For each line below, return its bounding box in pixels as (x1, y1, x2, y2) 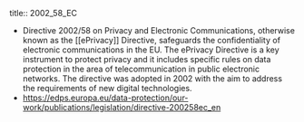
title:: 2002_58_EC (9, 8, 78, 18)
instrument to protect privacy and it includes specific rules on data (22, 54, 271, 64)
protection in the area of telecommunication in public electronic (22, 63, 260, 74)
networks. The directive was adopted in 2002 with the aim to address (22, 73, 283, 84)
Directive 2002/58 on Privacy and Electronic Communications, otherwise (22, 25, 295, 35)
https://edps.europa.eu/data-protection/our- (22, 92, 189, 103)
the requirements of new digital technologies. (22, 83, 192, 93)
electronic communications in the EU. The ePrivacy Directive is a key (22, 44, 279, 55)
